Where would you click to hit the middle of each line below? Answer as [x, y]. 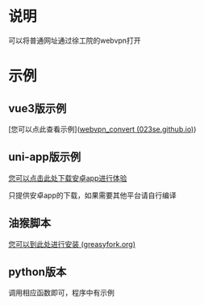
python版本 [37, 272]
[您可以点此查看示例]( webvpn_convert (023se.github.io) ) [102, 129]
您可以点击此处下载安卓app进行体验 [68, 178]
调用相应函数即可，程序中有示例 [61, 293]
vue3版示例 [37, 109]
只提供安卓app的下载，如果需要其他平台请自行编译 [93, 195]
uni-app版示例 [45, 157]
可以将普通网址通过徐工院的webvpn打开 [75, 40]
